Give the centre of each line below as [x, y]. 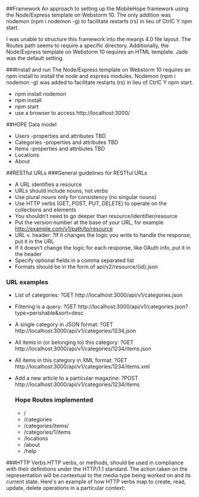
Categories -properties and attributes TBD [67, 142]
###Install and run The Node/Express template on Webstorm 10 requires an [99, 70]
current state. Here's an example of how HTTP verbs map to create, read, [96, 482]
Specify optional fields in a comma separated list [74, 260]
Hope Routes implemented [54, 400]
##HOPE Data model [31, 124]
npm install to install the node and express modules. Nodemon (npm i [91, 76]
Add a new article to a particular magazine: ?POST [76, 378]
